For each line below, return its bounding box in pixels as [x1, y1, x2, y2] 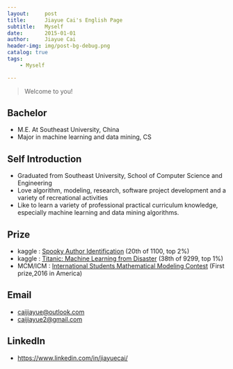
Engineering [17, 179, 52, 188]
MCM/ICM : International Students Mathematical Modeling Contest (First [17, 262, 225, 270]
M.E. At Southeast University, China [17, 126, 120, 134]
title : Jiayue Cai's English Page [7, 17, 123, 24]
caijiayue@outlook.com [17, 307, 85, 316]
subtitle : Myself [7, 23, 64, 30]
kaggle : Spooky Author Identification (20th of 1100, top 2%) [17, 247, 190, 256]
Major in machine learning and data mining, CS [17, 133, 152, 141]
